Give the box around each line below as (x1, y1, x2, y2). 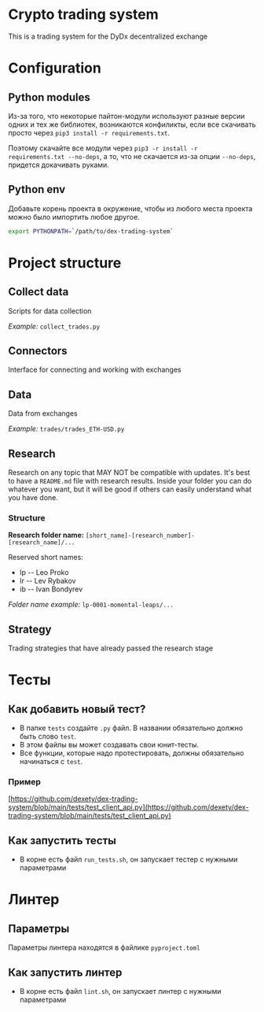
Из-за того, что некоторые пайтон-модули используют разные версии (8, 111, 245, 120)
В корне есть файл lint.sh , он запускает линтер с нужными (19, 987, 222, 996)
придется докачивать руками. (8, 160, 110, 169)
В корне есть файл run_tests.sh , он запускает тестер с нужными (19, 854, 238, 864)
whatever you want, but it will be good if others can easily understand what (8, 484, 251, 494)
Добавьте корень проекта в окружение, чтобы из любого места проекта (8, 203, 253, 213)
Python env (8, 183, 66, 196)
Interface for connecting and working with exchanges (8, 365, 182, 375)
